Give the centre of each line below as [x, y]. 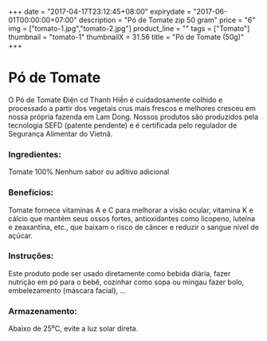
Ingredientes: [35, 154]
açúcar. [21, 236]
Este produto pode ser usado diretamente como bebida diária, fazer [120, 273]
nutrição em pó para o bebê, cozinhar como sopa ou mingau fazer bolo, [126, 282]
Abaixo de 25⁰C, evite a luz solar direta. [73, 329]
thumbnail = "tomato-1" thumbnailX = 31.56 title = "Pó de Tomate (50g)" [126, 37]
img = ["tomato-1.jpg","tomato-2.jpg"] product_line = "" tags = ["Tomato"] [129, 28]
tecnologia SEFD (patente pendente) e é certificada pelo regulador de [123, 125]
